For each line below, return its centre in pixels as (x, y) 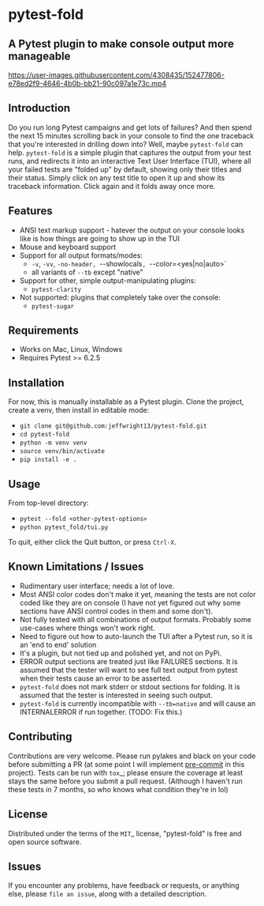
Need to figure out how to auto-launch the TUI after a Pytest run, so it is (136, 636)
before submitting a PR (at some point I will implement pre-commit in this (126, 764)
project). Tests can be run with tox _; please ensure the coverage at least (126, 772)
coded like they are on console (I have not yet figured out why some (130, 602)
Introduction (39, 108)
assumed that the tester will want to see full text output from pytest (128, 670)
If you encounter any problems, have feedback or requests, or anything (124, 885)
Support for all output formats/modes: (81, 255)
